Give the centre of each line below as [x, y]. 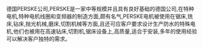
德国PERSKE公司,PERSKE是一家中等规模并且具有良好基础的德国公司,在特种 [100, 9]
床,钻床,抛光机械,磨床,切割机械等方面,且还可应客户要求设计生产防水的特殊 [98, 24]
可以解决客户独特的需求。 [38, 39]
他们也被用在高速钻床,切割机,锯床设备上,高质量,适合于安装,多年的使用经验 [105, 31]
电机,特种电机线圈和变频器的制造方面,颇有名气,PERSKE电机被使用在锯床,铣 [100, 16]
